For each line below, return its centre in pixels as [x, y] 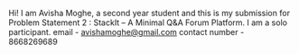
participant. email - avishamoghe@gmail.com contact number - [126, 32]
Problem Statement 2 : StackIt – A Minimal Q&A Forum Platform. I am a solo [148, 22]
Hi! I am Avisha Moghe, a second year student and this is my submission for [149, 13]
